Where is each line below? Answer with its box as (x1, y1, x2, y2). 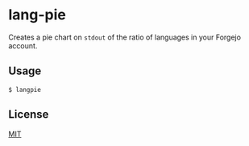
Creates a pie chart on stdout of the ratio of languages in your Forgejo (8, 32, 242, 42)
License (8, 107, 49, 122)
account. (8, 40, 38, 50)
